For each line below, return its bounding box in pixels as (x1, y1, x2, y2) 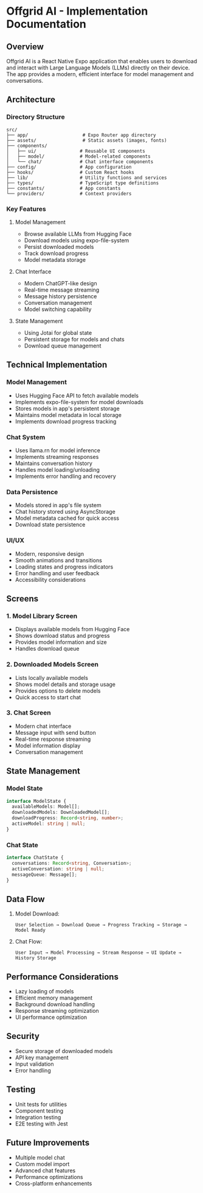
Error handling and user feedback (15, 569, 100, 576)
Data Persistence (6, 488, 58, 496)
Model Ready (15, 927, 46, 934)
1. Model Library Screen (6, 612, 78, 620)
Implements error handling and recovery (15, 472, 117, 480)
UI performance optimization (15, 1013, 88, 1021)
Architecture (6, 94, 56, 105)
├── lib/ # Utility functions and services (6, 175, 167, 181)
